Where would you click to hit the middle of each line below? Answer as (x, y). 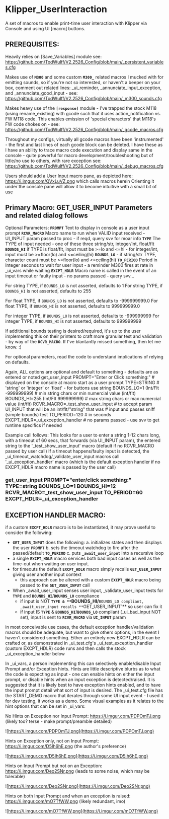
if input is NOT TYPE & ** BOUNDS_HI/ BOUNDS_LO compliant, (82, 601)
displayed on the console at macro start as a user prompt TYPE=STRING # (82, 382)
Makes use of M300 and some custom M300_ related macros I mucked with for (84, 77)
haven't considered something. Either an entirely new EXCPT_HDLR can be (83, 638)
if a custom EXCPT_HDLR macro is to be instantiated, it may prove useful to (80, 528)
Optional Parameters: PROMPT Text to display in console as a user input (77, 228)
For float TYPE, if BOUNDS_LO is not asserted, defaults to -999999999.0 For (82, 301)
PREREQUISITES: (32, 45)
